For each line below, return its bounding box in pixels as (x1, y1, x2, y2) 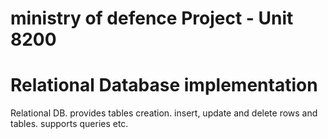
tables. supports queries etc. (10, 118, 129, 130)
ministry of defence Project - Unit (10, 7, 294, 30)
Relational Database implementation (10, 74, 318, 97)
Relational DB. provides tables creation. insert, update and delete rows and (10, 107, 318, 119)
